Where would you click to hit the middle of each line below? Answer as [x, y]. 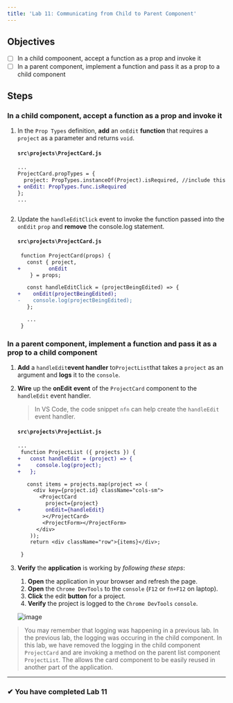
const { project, [52, 262]
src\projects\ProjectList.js [59, 432]
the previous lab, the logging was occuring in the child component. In [123, 638]
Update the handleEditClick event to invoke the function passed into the [121, 219]
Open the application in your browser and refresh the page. [112, 582]
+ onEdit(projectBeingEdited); [67, 294]
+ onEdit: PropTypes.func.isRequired [72, 187]
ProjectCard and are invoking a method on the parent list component [122, 652]
